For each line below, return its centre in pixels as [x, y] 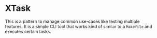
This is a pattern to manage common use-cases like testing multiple [72, 21]
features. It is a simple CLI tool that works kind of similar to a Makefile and [78, 26]
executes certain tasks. [28, 31]
